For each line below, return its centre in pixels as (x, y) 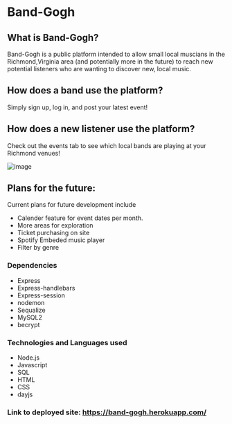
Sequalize (32, 310)
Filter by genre (38, 248)
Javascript (32, 365)
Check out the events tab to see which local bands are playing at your (107, 145)
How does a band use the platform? (85, 91)
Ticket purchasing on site (53, 233)
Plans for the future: (51, 188)
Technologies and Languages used (67, 342)
